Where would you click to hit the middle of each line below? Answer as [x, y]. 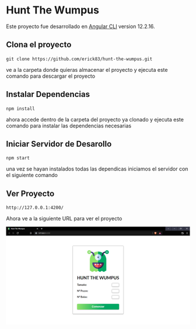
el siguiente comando [32, 175]
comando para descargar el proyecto [50, 76]
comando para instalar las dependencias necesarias [69, 126]
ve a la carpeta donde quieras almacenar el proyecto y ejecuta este [87, 70]
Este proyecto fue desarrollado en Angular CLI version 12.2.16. [81, 26]
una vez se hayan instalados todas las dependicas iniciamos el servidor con [97, 169]
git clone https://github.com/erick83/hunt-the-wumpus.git [79, 59]
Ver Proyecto [30, 193]
